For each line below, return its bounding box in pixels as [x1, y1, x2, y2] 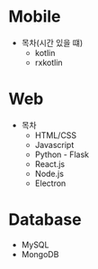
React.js [34, 158, 65, 169]
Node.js [34, 168, 65, 179]
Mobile [8, 6, 61, 27]
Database [8, 209, 82, 230]
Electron [34, 178, 67, 189]
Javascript [34, 139, 75, 150]
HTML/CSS [34, 129, 77, 141]
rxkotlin [34, 57, 64, 68]
